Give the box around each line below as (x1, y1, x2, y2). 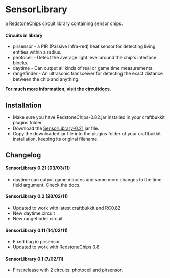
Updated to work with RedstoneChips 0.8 (12, 244, 100, 250)
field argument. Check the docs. (12, 182, 81, 188)
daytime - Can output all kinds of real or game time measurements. (12, 65, 154, 71)
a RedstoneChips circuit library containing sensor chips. (5, 20, 123, 27)
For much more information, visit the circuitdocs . (5, 86, 111, 92)
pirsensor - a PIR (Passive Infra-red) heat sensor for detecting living (12, 43, 156, 49)
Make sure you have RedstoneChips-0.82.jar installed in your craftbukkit (12, 114, 165, 120)
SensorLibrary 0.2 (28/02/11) (5, 193, 68, 199)
